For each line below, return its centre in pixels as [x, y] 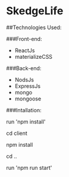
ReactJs [25, 50]
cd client [17, 133]
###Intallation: [24, 110]
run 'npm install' [26, 121]
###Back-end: [24, 68]
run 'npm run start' [29, 167]
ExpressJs [27, 86]
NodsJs [24, 80]
